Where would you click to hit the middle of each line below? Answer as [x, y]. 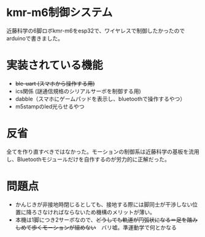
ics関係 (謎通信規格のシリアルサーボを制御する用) [78, 91]
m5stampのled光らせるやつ [50, 106]
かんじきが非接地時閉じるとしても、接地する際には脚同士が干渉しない [104, 204]
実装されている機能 [55, 66]
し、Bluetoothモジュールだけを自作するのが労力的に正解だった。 [88, 159]
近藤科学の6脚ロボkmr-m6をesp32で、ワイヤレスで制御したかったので [96, 31]
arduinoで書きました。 [35, 38]
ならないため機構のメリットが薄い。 [109, 212]
